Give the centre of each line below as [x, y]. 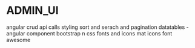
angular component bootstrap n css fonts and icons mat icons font [89, 33]
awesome [18, 40]
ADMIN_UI [32, 10]
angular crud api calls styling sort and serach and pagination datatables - [97, 27]
